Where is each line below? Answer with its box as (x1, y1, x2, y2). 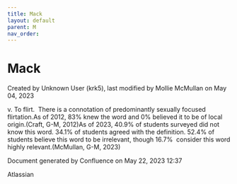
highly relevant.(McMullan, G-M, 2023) (7, 143, 121, 151)
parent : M (7, 23, 37, 30)
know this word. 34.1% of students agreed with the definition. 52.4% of (7, 128, 214, 137)
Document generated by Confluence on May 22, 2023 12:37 (7, 156, 183, 165)
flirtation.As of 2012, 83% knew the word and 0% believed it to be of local (7, 113, 223, 121)
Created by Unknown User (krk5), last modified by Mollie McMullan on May (7, 84, 227, 93)
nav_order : (7, 30, 40, 38)
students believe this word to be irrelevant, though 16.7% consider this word (7, 135, 231, 144)
